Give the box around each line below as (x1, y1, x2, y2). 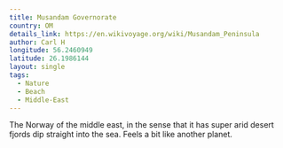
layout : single (9, 63, 66, 72)
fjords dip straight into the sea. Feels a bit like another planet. (9, 129, 233, 140)
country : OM (9, 21, 53, 30)
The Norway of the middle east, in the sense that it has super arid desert (9, 120, 275, 130)
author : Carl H (9, 37, 66, 47)
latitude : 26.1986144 (9, 54, 90, 63)
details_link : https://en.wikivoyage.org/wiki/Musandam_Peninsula (9, 29, 260, 38)
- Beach (17, 87, 46, 96)
